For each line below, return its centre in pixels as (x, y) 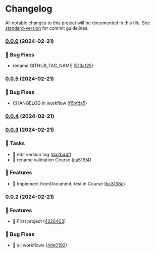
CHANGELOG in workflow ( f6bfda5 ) (50, 103)
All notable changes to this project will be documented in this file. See (78, 23)
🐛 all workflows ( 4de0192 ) (40, 245)
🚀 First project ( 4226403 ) (39, 221)
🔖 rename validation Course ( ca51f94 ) (52, 160)
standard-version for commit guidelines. (47, 28)
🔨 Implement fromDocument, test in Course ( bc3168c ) (69, 183)
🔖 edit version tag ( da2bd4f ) (42, 154)
